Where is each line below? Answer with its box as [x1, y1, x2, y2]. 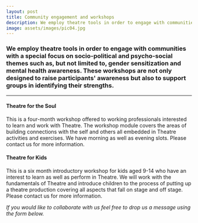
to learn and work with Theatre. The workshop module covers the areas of [6, 122, 187, 129]
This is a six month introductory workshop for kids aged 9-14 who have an [6, 167, 187, 174]
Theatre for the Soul [6, 103, 57, 110]
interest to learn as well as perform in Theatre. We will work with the [6, 173, 171, 181]
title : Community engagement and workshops [6, 14, 115, 20]
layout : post [6, 8, 38, 15]
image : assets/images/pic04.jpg [6, 25, 85, 31]
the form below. [6, 210, 44, 217]
